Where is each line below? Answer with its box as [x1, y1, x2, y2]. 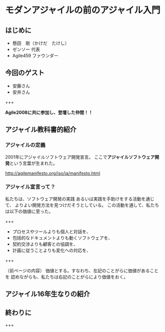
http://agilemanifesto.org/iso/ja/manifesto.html [5, 170, 100, 176]
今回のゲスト [5, 68, 45, 77]
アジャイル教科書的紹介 [5, 125, 77, 134]
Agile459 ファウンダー [12, 53, 59, 58]
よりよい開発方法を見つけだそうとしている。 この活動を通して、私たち [14, 202, 160, 208]
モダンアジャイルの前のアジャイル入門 [5, 4, 161, 16]
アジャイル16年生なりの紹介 [5, 290, 90, 299]
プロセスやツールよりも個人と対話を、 [12, 228, 91, 235]
